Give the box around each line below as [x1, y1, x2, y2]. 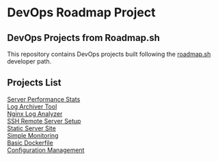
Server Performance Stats [7, 95, 81, 103]
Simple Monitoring [7, 131, 59, 139]
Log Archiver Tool [7, 102, 57, 111]
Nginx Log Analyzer [7, 109, 63, 117]
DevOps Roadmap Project [7, 5, 156, 20]
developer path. [7, 57, 52, 65]
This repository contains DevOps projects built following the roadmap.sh [7, 50, 211, 58]
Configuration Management [7, 145, 85, 154]
